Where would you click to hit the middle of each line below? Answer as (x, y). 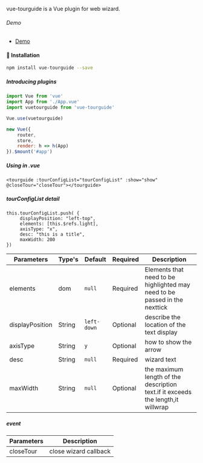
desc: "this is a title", (52, 235)
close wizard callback (80, 452)
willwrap (157, 407)
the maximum (164, 369)
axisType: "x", (39, 229)
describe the (163, 317)
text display (161, 332)
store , (25, 141)
